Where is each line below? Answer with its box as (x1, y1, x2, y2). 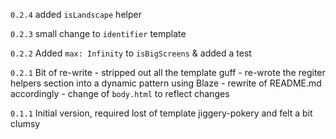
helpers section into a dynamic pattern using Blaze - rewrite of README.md (10, 77, 322, 89)
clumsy (10, 118, 41, 129)
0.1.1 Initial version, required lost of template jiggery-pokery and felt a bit (10, 107, 313, 119)
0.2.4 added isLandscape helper (10, 9, 142, 20)
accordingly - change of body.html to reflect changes (10, 88, 230, 99)
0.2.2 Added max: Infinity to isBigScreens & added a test (10, 47, 252, 59)
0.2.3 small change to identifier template (10, 28, 187, 39)
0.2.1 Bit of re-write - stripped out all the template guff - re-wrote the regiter (10, 67, 326, 78)
